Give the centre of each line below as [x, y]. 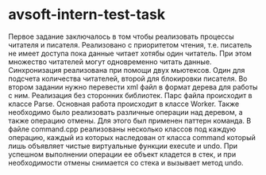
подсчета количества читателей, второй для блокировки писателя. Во [128, 78]
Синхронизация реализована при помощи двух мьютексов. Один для [127, 70]
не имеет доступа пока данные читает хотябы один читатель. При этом [130, 53]
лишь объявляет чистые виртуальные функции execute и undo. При [123, 146]
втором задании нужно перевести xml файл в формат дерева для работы [133, 87]
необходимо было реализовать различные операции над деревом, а [126, 112]
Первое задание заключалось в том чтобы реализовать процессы [121, 36]
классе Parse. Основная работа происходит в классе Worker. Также [124, 104]
